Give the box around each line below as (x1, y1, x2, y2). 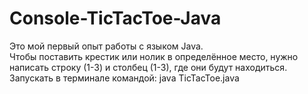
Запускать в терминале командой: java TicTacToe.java (9, 72, 240, 84)
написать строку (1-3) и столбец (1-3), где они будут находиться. (9, 61, 288, 73)
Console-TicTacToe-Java (9, 7, 222, 30)
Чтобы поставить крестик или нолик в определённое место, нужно (9, 50, 299, 62)
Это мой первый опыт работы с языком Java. (9, 40, 204, 52)
